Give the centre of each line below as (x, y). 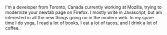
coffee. (12, 28)
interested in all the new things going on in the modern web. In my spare (79, 17)
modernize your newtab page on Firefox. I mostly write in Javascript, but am (84, 12)
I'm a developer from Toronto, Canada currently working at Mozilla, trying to (83, 7)
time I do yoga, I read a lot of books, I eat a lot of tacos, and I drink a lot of (81, 23)
